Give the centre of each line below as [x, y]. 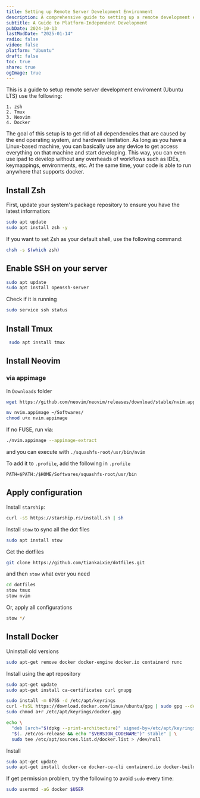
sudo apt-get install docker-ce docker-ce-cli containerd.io [84, 767]
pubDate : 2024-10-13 [32, 28]
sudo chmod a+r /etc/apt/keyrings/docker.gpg [63, 712]
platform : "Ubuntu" [30, 51]
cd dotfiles [21, 585]
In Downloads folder [29, 391]
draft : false [22, 56]
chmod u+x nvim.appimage [37, 418]
